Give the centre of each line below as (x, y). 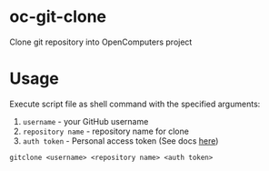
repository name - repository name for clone (105, 131)
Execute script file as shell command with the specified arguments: (135, 104)
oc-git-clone (58, 17)
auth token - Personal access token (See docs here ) (120, 141)
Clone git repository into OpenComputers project (101, 42)
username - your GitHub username (85, 121)
